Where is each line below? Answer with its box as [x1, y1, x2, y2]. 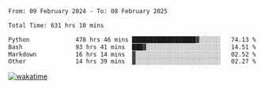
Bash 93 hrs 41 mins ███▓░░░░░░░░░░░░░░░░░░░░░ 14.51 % [8, 43, 257, 51]
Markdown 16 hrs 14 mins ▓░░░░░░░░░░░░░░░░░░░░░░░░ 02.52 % [8, 50, 257, 58]
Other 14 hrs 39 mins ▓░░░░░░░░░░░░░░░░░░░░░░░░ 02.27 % [8, 57, 257, 66]
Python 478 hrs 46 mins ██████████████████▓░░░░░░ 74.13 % [8, 35, 257, 43]
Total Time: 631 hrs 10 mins [8, 21, 104, 29]
